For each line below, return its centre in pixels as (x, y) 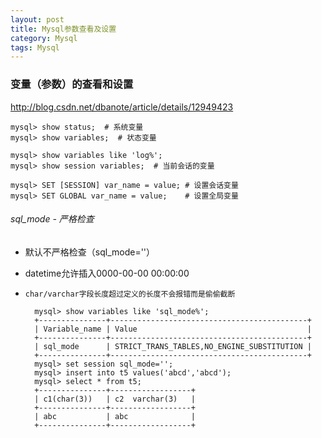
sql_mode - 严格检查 (52, 219)
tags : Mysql (35, 47)
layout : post (37, 19)
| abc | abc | (115, 416)
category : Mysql (44, 38)
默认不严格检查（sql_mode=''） (90, 252)
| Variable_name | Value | (173, 329)
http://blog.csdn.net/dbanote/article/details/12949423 (122, 107)
